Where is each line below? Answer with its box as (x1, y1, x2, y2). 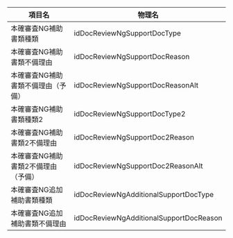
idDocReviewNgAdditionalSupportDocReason (74, 213, 223, 223)
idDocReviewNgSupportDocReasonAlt (74, 80, 199, 90)
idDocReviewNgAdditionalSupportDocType (74, 190, 214, 199)
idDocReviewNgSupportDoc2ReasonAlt (74, 161, 203, 171)
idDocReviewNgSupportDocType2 (74, 109, 186, 119)
